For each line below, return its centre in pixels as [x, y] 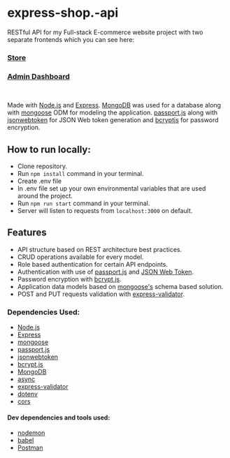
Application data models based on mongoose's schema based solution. [120, 286]
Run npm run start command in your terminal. [84, 203]
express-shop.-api [63, 13]
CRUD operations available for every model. [80, 257]
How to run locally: [49, 149]
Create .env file [39, 181]
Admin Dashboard [38, 76]
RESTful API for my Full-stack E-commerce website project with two [105, 32]
